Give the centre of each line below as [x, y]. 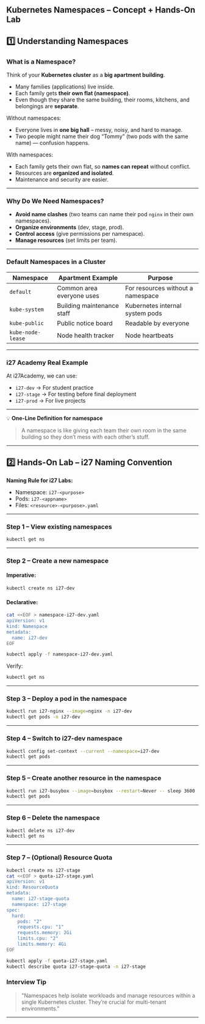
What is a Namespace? [41, 62]
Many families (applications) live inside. [65, 87]
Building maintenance [88, 305]
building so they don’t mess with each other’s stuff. [85, 437]
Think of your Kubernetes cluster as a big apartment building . [86, 75]
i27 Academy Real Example [47, 362]
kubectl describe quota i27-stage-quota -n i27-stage [76, 967]
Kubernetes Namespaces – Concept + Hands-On [101, 10]
